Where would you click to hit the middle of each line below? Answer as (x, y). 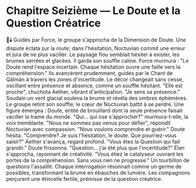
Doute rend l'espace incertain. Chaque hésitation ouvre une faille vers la (93, 67)
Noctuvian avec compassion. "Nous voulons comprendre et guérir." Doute (96, 129)
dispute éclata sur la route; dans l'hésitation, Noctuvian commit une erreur (96, 48)
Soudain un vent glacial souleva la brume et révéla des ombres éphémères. (97, 98)
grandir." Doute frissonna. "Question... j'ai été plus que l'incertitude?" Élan (95, 148)
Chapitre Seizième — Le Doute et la (93, 11)
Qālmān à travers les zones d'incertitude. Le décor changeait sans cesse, (95, 79)
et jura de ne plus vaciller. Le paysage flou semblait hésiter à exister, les (93, 54)
